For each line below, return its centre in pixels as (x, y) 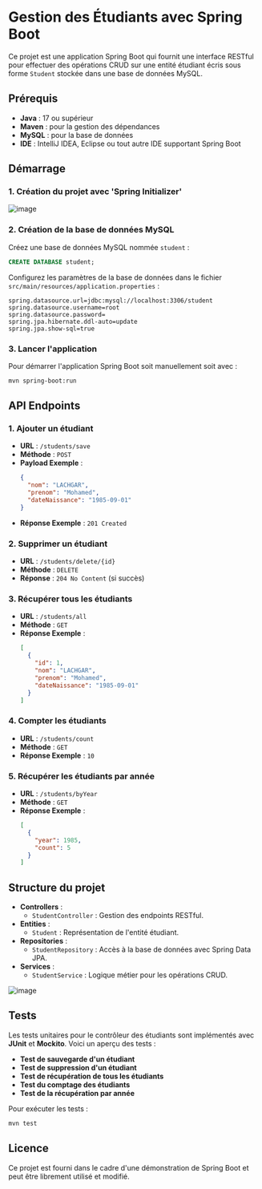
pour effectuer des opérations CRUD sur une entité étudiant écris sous (125, 65)
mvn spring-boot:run (43, 381)
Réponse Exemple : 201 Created (73, 523)
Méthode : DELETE (49, 570)
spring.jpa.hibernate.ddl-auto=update (73, 322)
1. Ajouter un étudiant (51, 429)
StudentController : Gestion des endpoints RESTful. (118, 916)
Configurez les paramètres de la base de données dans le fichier (115, 277)
